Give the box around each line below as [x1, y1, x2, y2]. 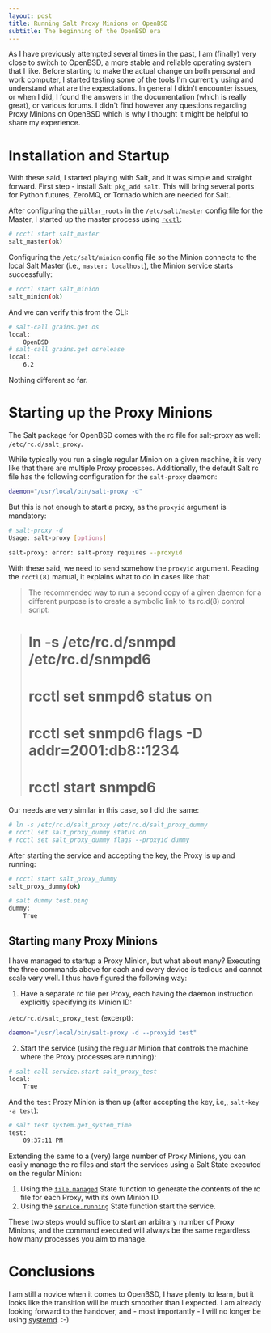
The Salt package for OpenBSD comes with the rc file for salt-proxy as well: [8, 431, 260, 439]
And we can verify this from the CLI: [8, 307, 129, 316]
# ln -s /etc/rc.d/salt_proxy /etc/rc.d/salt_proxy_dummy [8, 821, 208, 829]
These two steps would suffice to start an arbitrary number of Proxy [8, 1216, 235, 1226]
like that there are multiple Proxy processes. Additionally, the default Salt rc [8, 463, 259, 473]
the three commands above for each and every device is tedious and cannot [8, 964, 263, 974]
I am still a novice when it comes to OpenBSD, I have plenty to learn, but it [8, 1288, 255, 1299]
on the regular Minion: [8, 1168, 83, 1178]
